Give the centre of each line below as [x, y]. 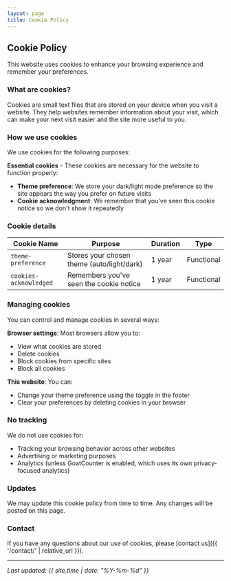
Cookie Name [35, 244]
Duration [165, 244]
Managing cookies [39, 305]
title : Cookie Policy [38, 20]
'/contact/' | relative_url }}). [45, 551]
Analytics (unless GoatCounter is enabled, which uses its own [104, 463]
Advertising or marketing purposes [66, 456]
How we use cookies [42, 137]
